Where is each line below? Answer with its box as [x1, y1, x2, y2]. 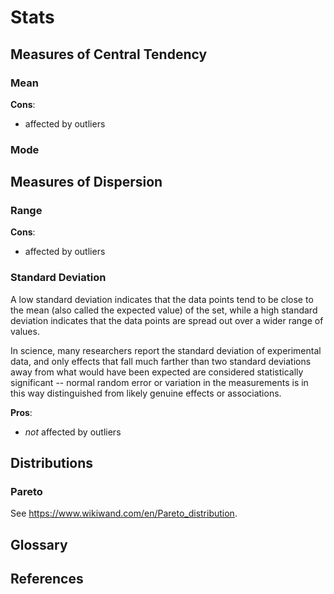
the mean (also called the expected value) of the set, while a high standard [10, 304, 318, 316]
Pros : [10, 406, 33, 418]
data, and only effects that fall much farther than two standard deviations [10, 355, 312, 367]
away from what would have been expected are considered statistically [10, 366, 304, 378]
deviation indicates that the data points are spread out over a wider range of [10, 314, 324, 326]
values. [10, 325, 40, 337]
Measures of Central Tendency [10, 46, 208, 63]
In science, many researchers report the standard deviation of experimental [10, 344, 322, 356]
